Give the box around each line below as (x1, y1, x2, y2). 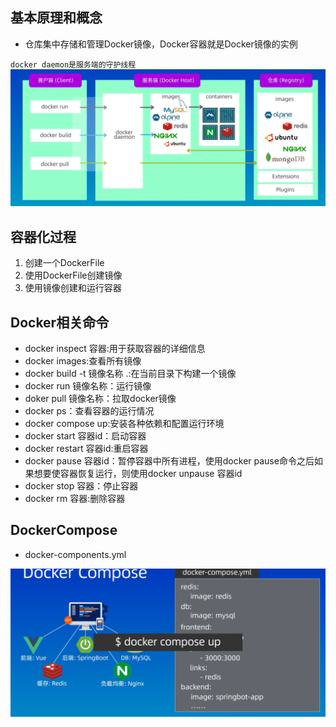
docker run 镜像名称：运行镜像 (24, 379, 152, 392)
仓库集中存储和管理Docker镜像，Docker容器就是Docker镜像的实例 (24, 38, 298, 50)
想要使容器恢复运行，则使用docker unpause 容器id (33, 467, 243, 479)
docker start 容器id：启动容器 (24, 429, 147, 442)
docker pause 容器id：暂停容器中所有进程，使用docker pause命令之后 (24, 454, 315, 467)
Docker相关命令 (10, 314, 110, 331)
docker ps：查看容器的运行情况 (24, 404, 155, 417)
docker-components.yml (24, 548, 127, 560)
